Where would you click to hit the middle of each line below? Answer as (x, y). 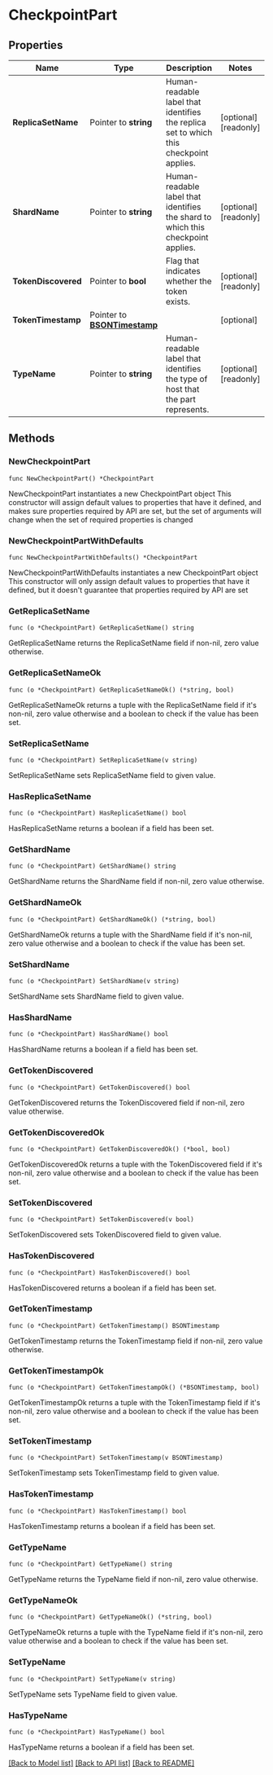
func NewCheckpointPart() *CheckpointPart (81, 478)
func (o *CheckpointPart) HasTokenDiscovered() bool (100, 1272)
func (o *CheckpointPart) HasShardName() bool (89, 1035)
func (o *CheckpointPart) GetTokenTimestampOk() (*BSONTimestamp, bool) (134, 1388)
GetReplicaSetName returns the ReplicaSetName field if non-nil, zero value (134, 643)
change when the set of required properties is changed (101, 520)
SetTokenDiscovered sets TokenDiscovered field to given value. (115, 1235)
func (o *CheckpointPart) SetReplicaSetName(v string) (103, 760)
